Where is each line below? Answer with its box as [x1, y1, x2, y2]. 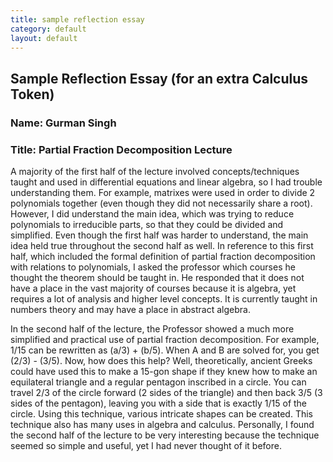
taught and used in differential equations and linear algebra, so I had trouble [10, 176, 323, 188]
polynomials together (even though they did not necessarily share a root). [10, 197, 313, 209]
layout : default [10, 33, 78, 43]
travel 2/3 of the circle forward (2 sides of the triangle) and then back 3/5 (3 [10, 386, 323, 398]
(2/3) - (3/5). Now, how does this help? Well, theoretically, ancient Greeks [10, 354, 313, 366]
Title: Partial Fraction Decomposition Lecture [10, 142, 233, 156]
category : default [10, 24, 87, 34]
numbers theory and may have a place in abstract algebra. [10, 303, 251, 315]
